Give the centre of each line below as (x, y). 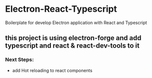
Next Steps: (19, 60)
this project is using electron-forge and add (73, 38)
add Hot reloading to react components (52, 70)
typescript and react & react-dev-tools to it (72, 46)
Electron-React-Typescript (61, 9)
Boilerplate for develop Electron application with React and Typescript (76, 23)
